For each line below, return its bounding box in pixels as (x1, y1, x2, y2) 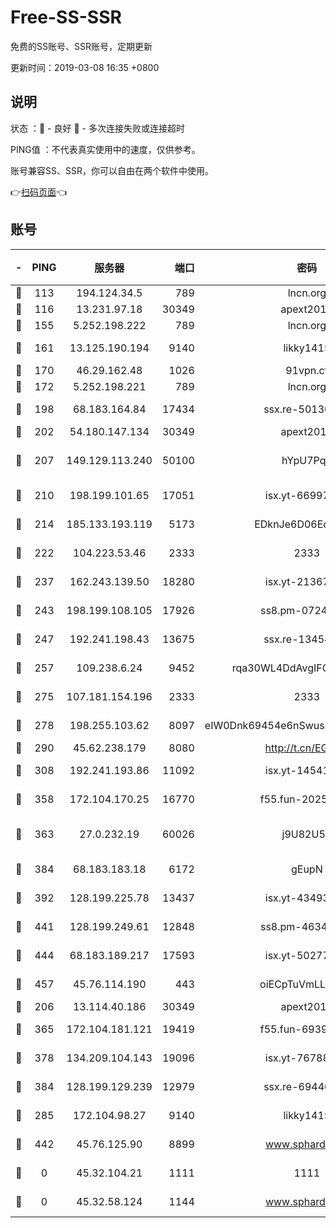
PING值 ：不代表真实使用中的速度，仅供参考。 (10, 143, 201, 155)
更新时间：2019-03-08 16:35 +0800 (10, 61, 160, 73)
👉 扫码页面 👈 (10, 186, 68, 198)
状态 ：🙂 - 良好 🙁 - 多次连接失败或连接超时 (10, 122, 185, 134)
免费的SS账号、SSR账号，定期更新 (10, 40, 153, 52)
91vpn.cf (285, 363, 329, 377)
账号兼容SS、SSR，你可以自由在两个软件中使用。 (10, 164, 214, 176)
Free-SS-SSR (10, 6, 122, 29)
